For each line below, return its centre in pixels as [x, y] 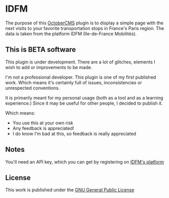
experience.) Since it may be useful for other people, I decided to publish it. [84, 103]
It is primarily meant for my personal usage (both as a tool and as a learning [84, 97]
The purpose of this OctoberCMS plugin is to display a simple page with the [84, 23]
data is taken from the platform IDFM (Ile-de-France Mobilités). [71, 34]
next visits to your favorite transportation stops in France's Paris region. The [85, 28]
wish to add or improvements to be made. [49, 67]
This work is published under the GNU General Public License [70, 190]
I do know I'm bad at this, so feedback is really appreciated [74, 134]
